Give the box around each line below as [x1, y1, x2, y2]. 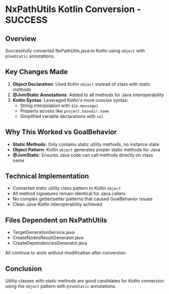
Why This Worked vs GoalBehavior [5, 128, 117, 137]
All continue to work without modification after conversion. [5, 250, 127, 256]
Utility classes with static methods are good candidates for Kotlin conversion [5, 278, 164, 284]
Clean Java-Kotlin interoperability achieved [12, 201, 102, 207]
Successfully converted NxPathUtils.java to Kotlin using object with [5, 48, 145, 53]
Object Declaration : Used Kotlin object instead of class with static [12, 81, 151, 87]
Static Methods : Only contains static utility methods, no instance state [12, 141, 159, 147]
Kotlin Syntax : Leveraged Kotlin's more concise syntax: [12, 97, 129, 103]
